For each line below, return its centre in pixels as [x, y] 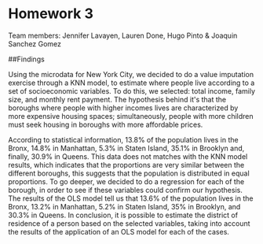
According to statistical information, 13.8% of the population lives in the [123, 139]
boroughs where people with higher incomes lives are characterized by [123, 108]
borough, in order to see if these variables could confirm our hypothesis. [126, 190]
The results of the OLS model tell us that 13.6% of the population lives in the [131, 198]
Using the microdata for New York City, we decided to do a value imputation [131, 74]
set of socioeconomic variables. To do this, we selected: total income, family [132, 91]
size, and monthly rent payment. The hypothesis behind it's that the [117, 99]
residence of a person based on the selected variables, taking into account [129, 223]
